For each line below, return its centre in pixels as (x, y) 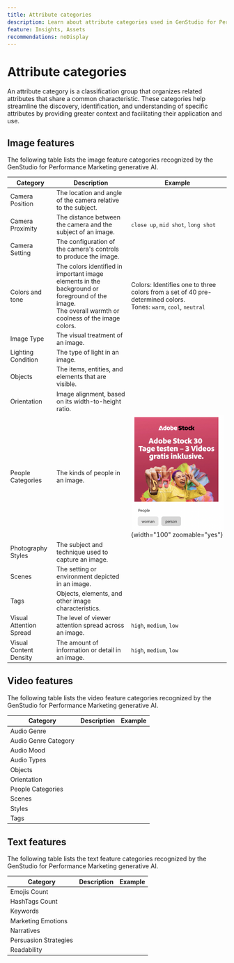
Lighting (22, 352)
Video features (40, 681)
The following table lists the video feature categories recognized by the (109, 698)
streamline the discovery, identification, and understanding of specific (108, 106)
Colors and (26, 292)
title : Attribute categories (49, 15)
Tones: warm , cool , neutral (168, 307)
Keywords (25, 911)
